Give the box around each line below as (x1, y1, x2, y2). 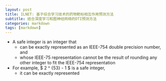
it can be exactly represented (19, 70, 80, 76)
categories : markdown (5, 21, 50, 26)
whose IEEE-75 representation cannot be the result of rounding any (19, 54, 158, 60)
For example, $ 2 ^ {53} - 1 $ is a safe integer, (12, 65, 106, 71)
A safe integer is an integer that (12, 39, 77, 45)
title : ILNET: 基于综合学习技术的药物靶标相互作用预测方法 (5, 12, 114, 17)
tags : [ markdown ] (5, 26, 41, 30)
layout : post (5, 7, 32, 12)
